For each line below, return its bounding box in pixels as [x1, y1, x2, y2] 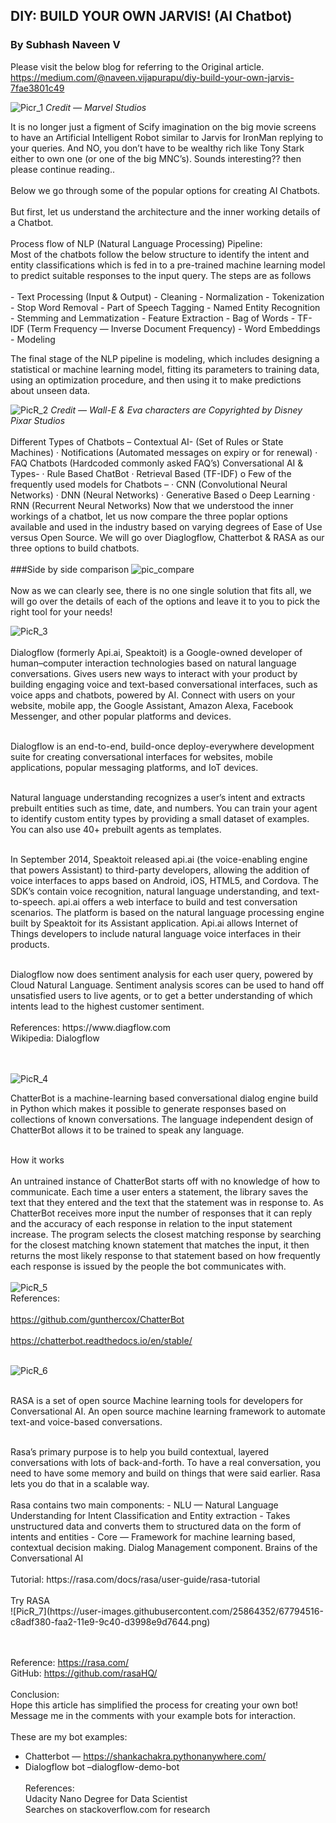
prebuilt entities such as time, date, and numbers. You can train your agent [10, 802, 318, 814]
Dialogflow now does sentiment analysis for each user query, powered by [10, 968, 314, 980]
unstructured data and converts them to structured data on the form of [10, 1520, 302, 1532]
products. [10, 938, 50, 950]
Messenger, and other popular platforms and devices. [10, 710, 232, 722]
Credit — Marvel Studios [45, 101, 147, 113]
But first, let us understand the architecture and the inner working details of [10, 205, 321, 218]
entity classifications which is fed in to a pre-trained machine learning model [10, 259, 326, 271]
